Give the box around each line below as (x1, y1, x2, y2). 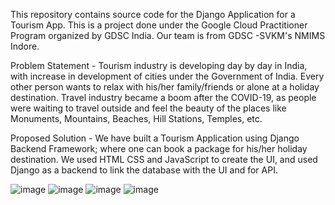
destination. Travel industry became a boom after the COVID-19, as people (10, 92, 317, 103)
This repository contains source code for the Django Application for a (10, 9, 296, 20)
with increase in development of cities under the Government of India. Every (10, 70, 325, 82)
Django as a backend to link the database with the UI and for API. (10, 164, 278, 176)
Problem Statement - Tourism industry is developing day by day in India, (10, 60, 308, 71)
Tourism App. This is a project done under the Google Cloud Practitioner (10, 19, 308, 31)
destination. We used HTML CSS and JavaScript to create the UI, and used (10, 154, 318, 165)
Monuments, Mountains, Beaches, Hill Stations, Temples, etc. (10, 113, 263, 124)
